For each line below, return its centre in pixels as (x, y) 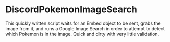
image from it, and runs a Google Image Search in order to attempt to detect (85, 28)
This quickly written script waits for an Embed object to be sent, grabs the (83, 23)
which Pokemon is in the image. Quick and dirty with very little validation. (82, 34)
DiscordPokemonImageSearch (71, 9)
